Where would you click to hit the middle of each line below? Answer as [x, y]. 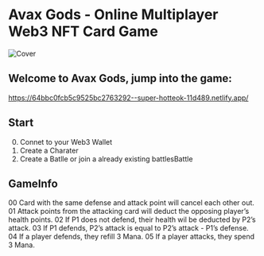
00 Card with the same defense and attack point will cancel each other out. [131, 203]
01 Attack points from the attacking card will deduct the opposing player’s [129, 211]
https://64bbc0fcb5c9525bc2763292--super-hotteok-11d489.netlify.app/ [128, 98]
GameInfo [33, 183]
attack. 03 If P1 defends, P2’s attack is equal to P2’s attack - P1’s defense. [128, 228]
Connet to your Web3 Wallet [66, 142]
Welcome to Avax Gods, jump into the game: [120, 78]
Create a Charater [49, 150]
